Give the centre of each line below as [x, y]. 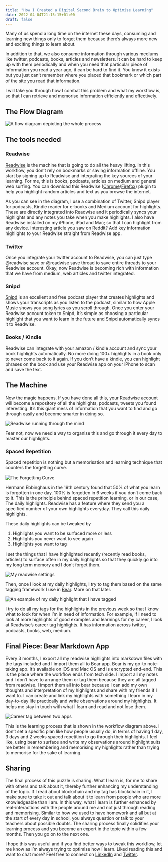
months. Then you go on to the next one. [47, 834]
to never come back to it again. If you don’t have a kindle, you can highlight [83, 359]
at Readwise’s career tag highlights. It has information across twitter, [76, 625]
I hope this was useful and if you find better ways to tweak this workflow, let [84, 844]
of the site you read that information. [43, 81]
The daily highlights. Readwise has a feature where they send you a [75, 503]
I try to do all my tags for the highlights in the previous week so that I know [82, 609]
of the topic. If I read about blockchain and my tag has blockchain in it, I [79, 791]
